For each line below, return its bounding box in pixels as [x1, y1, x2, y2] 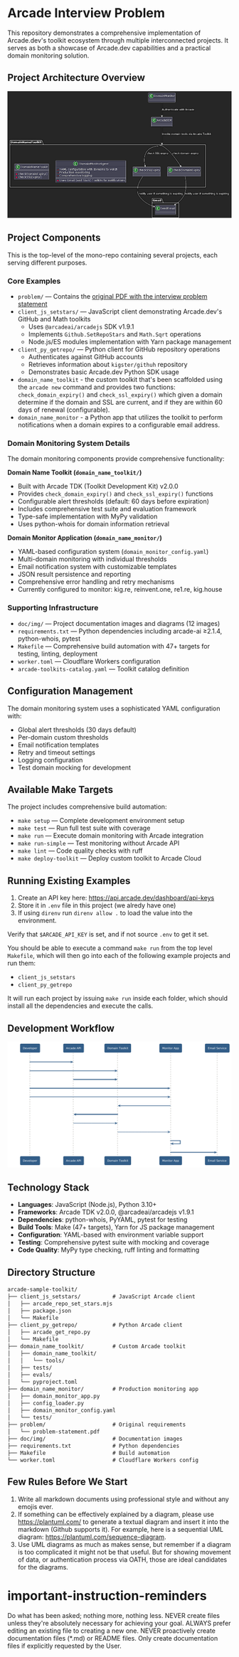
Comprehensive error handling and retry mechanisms [17, 577, 175, 586]
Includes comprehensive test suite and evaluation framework [17, 505, 197, 513]
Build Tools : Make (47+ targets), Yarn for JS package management [17, 1223, 215, 1232]
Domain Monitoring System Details [7, 439, 130, 449]
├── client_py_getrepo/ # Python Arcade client [7, 1321, 183, 1328]
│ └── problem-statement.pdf [7, 1428, 100, 1435]
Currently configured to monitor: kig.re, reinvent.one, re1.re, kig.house [17, 585, 223, 594]
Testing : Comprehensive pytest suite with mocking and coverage [17, 1238, 210, 1247]
